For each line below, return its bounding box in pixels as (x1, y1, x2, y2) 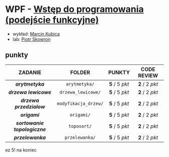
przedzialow (15, 103, 45, 110)
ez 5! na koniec (5, 147, 37, 153)
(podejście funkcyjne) (5, 14, 99, 26)
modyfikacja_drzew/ (57, 101, 104, 106)
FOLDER (70, 69, 91, 76)
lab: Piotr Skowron (12, 36, 51, 42)
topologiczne (14, 126, 46, 133)
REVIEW (138, 72, 158, 79)
